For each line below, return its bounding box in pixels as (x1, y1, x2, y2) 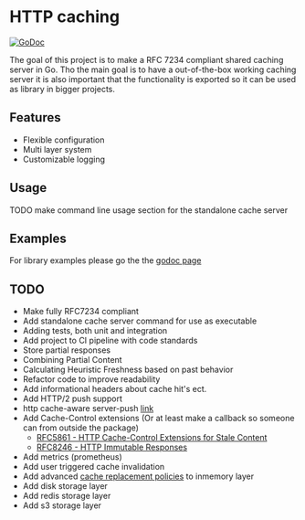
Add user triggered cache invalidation (22, 462, 165, 472)
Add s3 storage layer (22, 500, 102, 511)
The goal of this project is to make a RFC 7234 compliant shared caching (9, 54, 284, 65)
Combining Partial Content (22, 355, 122, 366)
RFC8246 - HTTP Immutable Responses (36, 441, 188, 453)
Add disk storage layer (22, 481, 108, 492)
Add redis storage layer (22, 491, 111, 502)
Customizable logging (22, 154, 106, 164)
